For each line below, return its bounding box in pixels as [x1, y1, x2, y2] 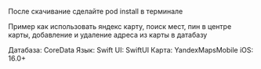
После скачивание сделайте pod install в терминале [8, 7, 183, 16]
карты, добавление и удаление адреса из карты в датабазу [8, 31, 208, 39]
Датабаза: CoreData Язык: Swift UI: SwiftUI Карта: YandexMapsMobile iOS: [8, 45, 254, 54]
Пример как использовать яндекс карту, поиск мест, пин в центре [8, 22, 232, 31]
